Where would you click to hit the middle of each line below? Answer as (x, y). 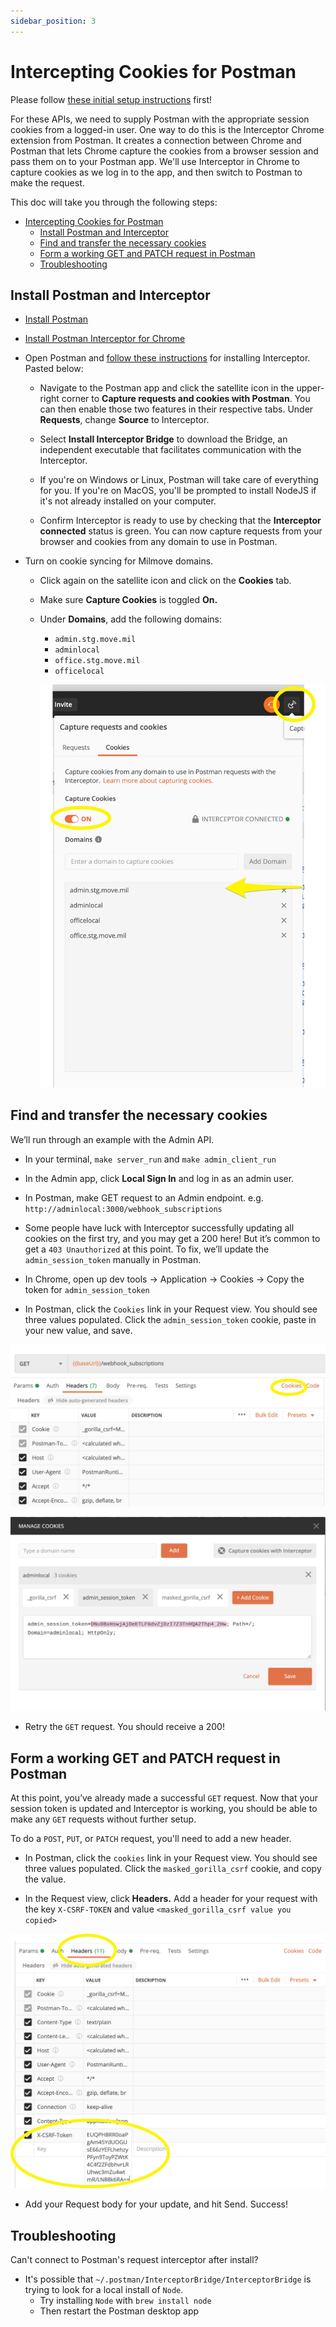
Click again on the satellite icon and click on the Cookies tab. (165, 581)
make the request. (47, 182)
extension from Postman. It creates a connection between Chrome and (156, 140)
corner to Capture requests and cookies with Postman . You (186, 399)
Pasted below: (54, 369)
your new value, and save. (78, 1330)
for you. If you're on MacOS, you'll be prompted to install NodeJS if (178, 491)
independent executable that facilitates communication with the (170, 450)
